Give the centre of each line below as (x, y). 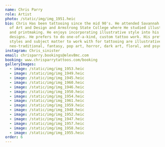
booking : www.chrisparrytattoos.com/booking (51, 60)
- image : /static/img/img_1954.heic (47, 96)
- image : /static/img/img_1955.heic (47, 133)
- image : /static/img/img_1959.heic (47, 105)
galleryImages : (21, 64)
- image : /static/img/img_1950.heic (47, 92)
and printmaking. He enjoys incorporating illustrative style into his (84, 32)
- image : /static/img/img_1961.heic (47, 101)
